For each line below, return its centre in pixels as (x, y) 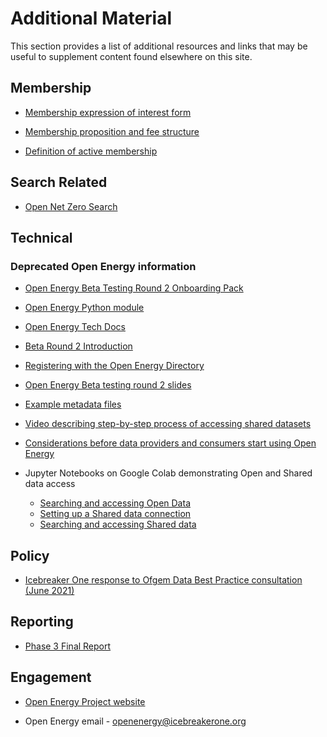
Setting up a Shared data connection (115, 514)
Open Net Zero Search (71, 206)
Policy (30, 555)
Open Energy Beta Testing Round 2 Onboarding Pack (134, 288)
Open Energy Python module (84, 308)
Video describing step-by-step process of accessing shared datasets (168, 424)
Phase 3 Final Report (68, 646)
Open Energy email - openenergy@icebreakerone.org (135, 721)
